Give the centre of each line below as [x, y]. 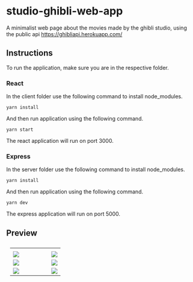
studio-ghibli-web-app [65, 11]
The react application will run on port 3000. [60, 141]
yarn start [20, 130]
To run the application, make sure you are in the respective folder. [88, 67]
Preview [22, 233]
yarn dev [17, 203]
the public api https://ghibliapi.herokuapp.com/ [64, 34]
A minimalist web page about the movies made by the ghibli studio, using [97, 28]
